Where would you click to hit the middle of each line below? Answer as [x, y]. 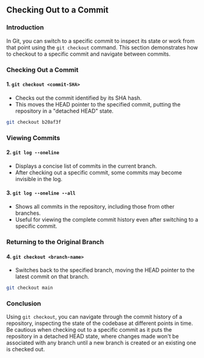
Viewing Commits [33, 138]
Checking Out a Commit [42, 70]
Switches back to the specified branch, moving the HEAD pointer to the [105, 270]
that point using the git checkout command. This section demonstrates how [102, 47]
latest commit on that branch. [52, 277]
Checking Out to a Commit [57, 10]
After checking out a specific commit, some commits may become [98, 172]
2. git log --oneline [33, 152]
